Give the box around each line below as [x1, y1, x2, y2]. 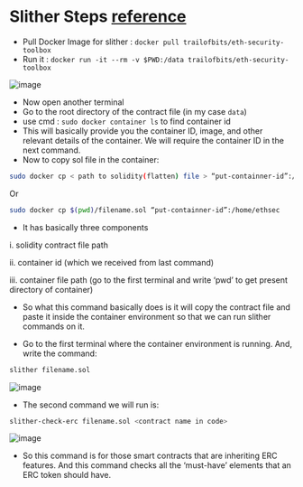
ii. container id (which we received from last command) [9, 257, 215, 267]
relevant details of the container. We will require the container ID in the [22, 135, 284, 145]
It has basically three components [22, 221, 149, 232]
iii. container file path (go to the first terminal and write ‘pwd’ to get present [9, 274, 289, 286]
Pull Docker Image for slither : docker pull [22, 36, 180, 47]
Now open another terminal [22, 97, 124, 108]
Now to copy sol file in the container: [22, 154, 160, 164]
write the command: [22, 348, 97, 359]
